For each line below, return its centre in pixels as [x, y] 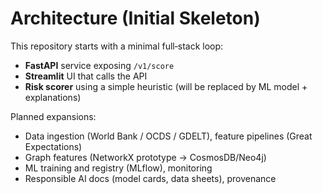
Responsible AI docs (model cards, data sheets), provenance [150, 178]
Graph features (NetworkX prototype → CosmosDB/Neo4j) [145, 157]
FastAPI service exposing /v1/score [99, 65]
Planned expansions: [53, 116]
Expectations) [53, 146]
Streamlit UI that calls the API [86, 76]
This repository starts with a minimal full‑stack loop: [117, 46]
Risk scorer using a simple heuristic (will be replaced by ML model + [166, 86]
